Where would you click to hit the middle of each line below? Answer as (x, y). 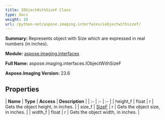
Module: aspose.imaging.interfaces (42, 54)
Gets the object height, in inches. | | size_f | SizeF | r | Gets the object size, (82, 107)
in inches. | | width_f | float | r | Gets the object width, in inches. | (72, 112)
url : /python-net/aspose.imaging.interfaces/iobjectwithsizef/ (73, 24)
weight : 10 (17, 19)
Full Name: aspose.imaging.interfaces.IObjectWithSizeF (63, 63)
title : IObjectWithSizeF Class (38, 10)
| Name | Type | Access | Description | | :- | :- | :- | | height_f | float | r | (79, 101)
